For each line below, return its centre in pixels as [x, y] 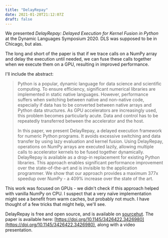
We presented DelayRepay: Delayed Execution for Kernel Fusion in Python [82, 34]
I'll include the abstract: [29, 74]
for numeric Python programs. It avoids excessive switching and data [89, 136]
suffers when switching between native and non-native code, [81, 100]
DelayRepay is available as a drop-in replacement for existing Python [89, 157]
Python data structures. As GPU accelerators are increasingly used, [87, 110]
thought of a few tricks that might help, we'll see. [56, 204]
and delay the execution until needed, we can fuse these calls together [78, 59]
